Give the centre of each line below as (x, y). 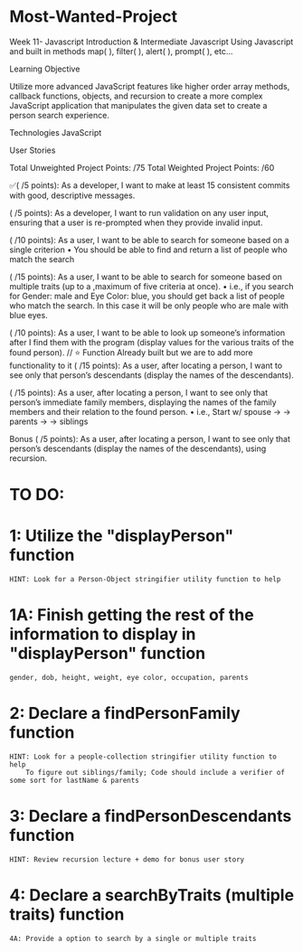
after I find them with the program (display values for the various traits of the (151, 342)
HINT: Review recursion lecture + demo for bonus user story (127, 859)
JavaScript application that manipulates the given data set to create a (138, 105)
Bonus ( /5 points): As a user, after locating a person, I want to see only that (150, 438)
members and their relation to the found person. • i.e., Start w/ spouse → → (150, 411)
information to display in (103, 634)
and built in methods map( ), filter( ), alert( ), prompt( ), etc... (121, 51)
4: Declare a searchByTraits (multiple (152, 895)
